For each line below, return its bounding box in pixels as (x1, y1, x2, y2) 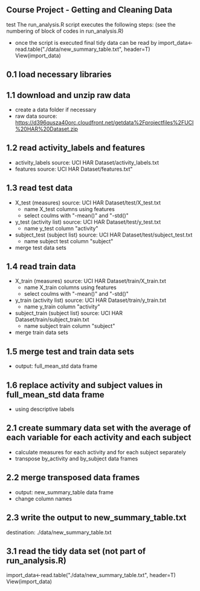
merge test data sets (15, 244, 66, 251)
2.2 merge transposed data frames (6, 472, 140, 483)
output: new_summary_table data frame (15, 488, 114, 495)
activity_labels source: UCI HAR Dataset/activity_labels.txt (15, 158, 159, 166)
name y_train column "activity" (24, 303, 100, 310)
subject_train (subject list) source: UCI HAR (15, 310, 123, 317)
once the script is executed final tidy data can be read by (15, 39, 157, 46)
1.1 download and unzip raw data (6, 90, 131, 100)
